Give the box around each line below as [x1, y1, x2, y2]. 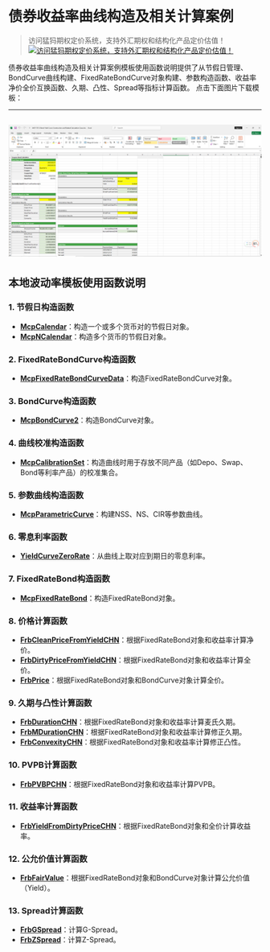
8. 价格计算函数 [8, 615, 68, 626]
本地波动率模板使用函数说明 [8, 275, 146, 290]
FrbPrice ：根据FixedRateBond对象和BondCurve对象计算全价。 [19, 675, 229, 685]
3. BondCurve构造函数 [8, 396, 96, 407]
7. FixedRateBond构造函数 [8, 573, 111, 584]
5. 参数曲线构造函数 [8, 489, 84, 501]
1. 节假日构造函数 [8, 302, 75, 313]
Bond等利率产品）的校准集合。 [19, 468, 123, 477]
